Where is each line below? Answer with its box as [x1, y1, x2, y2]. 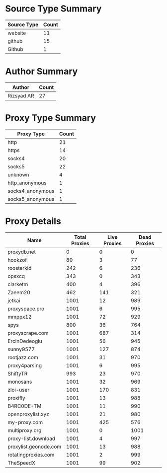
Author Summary [5, 66, 78, 77]
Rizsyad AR [7, 92, 34, 99]
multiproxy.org [7, 427, 42, 434]
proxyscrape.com [7, 329, 49, 336]
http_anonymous [7, 179, 47, 186]
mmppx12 [7, 313, 32, 320]
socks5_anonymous [7, 195, 55, 202]
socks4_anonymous [7, 187, 55, 194]
